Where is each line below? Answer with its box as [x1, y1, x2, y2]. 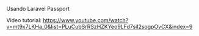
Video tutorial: [6, 17, 42, 23]
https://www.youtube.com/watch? [42, 17, 129, 23]
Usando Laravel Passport [6, 5, 70, 12]
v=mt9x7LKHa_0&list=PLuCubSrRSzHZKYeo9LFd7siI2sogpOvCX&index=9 [6, 23, 193, 30]
